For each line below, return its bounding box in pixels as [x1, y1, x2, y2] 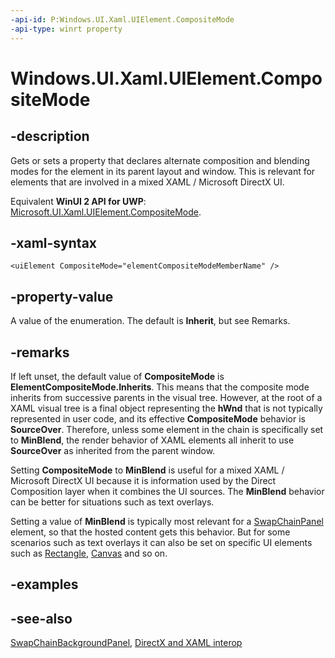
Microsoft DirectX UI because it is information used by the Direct [10, 474, 277, 486]
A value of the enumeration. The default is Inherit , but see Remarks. [10, 315, 291, 327]
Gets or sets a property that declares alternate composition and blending [10, 154, 310, 166]
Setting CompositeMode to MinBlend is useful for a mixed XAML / [10, 464, 285, 476]
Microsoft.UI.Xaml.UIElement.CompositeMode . [10, 206, 202, 218]
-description [10, 128, 90, 145]
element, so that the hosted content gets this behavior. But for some [10, 526, 291, 538]
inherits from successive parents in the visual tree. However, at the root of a [10, 391, 323, 403]
